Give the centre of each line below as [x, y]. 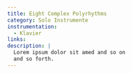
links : [17, 40]
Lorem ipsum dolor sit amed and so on [70, 53]
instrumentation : [32, 26]
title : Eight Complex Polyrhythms [57, 14]
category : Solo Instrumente [48, 20]
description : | [29, 46]
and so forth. [34, 59]
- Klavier [27, 33]
